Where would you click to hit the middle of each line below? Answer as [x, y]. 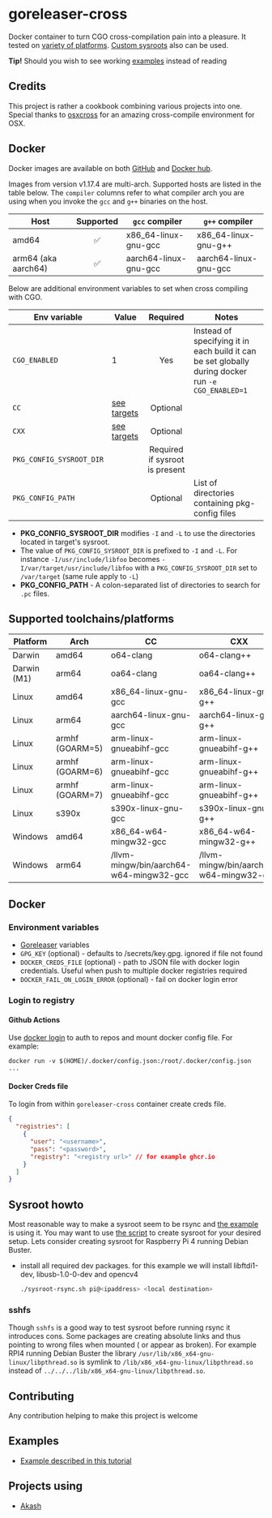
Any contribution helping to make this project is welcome [103, 1416]
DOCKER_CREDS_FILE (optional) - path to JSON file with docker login [130, 963]
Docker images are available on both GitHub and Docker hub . [110, 168]
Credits [28, 86]
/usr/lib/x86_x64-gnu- [176, 1354]
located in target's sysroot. [65, 542]
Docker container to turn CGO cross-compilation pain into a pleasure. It [127, 36]
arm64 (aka [35, 258]
